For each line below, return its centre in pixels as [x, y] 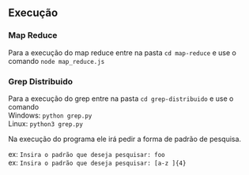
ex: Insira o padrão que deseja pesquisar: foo [87, 154]
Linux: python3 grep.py [45, 123]
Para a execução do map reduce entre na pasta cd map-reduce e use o [123, 52]
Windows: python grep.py [50, 115]
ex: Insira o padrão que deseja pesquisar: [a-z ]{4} [97, 162]
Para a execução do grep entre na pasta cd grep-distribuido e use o [121, 99]
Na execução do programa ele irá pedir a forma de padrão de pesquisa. [125, 139]
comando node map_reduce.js [57, 61]
